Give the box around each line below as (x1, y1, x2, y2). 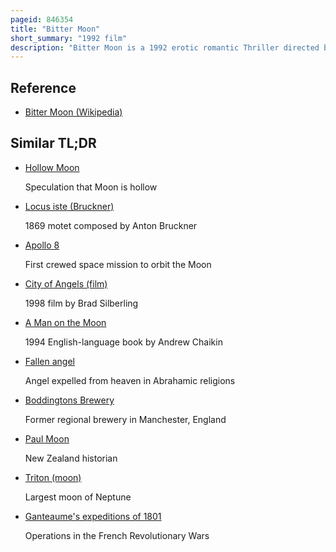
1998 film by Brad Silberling (24, 297, 139, 309)
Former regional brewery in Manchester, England (24, 413, 227, 425)
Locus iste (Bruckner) (24, 200, 115, 212)
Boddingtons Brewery (24, 394, 115, 406)
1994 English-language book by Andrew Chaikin (24, 336, 223, 348)
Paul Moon (24, 432, 70, 445)
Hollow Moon (24, 161, 80, 173)
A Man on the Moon (24, 316, 107, 328)
